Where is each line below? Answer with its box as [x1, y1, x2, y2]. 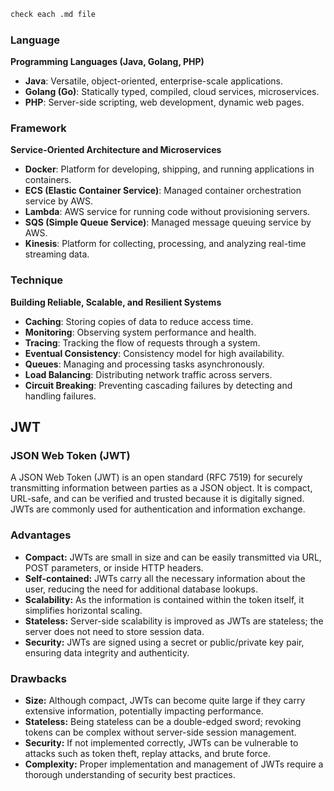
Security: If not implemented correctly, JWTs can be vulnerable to [24, 737, 299, 749]
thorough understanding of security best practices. [24, 769, 236, 781]
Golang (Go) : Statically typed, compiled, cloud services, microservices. [24, 86, 320, 98]
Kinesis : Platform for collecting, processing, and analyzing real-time [24, 238, 307, 250]
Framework [10, 121, 67, 135]
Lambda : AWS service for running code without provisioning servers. [24, 206, 311, 218]
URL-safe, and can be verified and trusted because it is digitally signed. [10, 493, 305, 505]
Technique [10, 273, 64, 287]
